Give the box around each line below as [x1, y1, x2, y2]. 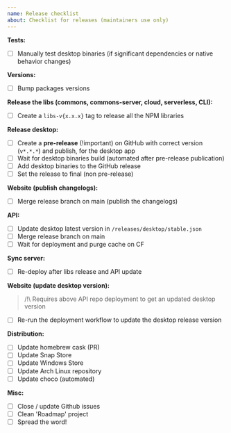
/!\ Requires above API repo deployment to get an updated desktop [24, 295, 216, 303]
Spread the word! [17, 418, 67, 426]
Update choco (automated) [17, 375, 95, 383]
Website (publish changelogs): [7, 183, 99, 192]
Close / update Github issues [17, 402, 101, 410]
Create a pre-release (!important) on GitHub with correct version [17, 138, 203, 147]
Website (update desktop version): [7, 281, 110, 290]
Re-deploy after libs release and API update [17, 268, 142, 276]
